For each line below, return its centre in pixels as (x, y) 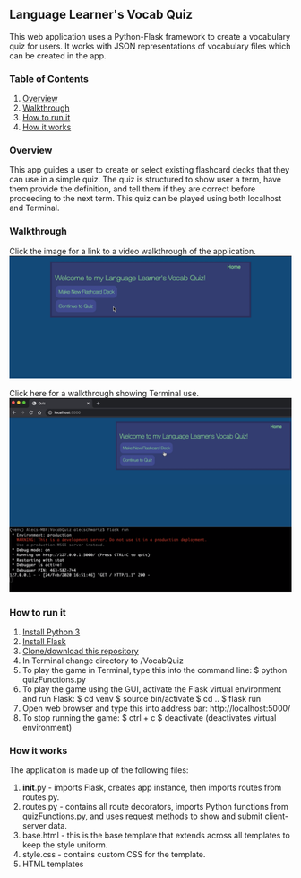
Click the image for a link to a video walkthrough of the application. (133, 251)
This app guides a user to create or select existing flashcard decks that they (150, 170)
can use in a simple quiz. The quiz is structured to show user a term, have (146, 180)
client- (277, 816)
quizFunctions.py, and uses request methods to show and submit (142, 816)
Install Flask (44, 642)
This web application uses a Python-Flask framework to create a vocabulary (150, 36)
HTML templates (53, 864)
